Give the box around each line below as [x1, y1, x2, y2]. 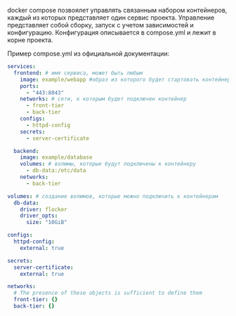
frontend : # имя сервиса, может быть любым [13, 70, 143, 77]
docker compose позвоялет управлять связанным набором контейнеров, [7, 6, 228, 14]
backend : [13, 147, 39, 154]
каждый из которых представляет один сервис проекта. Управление [7, 13, 215, 22]
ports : [20, 82, 39, 90]
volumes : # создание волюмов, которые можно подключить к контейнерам [7, 192, 218, 199]
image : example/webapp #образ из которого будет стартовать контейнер [20, 76, 231, 83]
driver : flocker [20, 206, 68, 213]
